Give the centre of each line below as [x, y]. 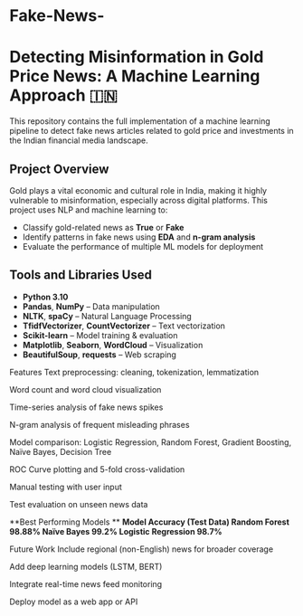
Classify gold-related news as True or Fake [103, 227]
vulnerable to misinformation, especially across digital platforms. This [139, 200]
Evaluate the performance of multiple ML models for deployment [143, 246]
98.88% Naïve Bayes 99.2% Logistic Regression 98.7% [116, 531]
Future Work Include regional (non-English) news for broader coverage [142, 549]
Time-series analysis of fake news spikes [86, 407]
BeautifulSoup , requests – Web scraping [99, 355]
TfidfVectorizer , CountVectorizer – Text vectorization [124, 326]
